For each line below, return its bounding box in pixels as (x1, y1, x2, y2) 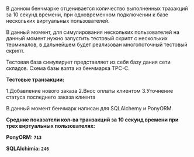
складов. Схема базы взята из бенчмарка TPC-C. (6, 65, 130, 72)
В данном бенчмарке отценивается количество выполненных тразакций (6, 5, 188, 12)
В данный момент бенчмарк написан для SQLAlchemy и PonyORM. (6, 105, 174, 111)
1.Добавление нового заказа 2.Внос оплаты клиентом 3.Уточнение (6, 88, 174, 94)
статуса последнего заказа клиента (6, 93, 96, 100)
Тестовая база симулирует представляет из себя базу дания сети (6, 58, 171, 65)
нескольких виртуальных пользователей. (6, 18, 110, 24)
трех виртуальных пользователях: (6, 123, 95, 129)
